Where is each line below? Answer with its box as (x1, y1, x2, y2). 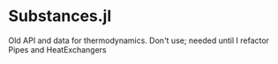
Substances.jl (8, 6, 112, 26)
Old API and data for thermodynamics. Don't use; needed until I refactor (8, 35, 270, 46)
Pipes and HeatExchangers (8, 44, 107, 54)
